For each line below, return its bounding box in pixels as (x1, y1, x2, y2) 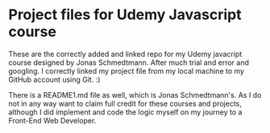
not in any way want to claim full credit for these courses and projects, (8, 99, 242, 108)
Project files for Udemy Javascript (8, 6, 242, 24)
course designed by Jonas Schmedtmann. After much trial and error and (8, 58, 250, 67)
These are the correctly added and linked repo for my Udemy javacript (8, 49, 243, 58)
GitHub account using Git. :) (8, 75, 101, 84)
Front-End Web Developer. (8, 115, 97, 125)
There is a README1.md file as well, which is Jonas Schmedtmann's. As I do (8, 90, 262, 99)
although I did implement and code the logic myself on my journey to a (8, 107, 243, 117)
